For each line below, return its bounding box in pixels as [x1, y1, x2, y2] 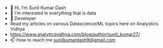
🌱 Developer [10, 15, 37, 21]
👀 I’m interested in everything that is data [10, 10, 96, 16]
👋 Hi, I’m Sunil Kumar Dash [10, 5, 66, 10]
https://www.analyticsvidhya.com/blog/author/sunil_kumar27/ [10, 31, 140, 37]
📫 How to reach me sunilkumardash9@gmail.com [10, 37, 116, 42]
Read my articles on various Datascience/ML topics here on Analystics [10, 20, 158, 26]
